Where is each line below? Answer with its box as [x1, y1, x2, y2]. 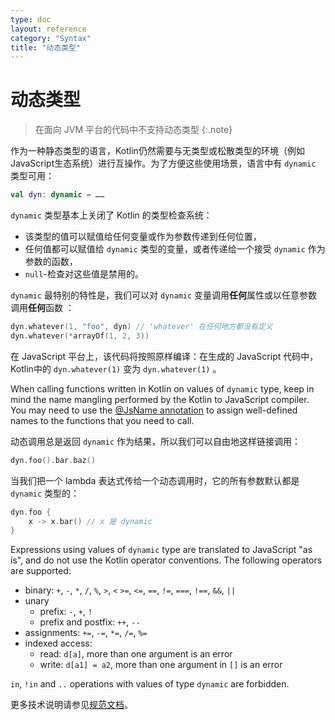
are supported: [10, 565, 72, 577]
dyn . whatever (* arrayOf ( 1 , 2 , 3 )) [10, 331, 150, 341]
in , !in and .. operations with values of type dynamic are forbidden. [10, 678, 290, 690]
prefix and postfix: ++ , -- [39, 616, 141, 628]
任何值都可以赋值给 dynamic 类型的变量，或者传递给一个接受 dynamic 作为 [24, 243, 326, 255]
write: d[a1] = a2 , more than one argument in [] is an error [39, 659, 283, 671]
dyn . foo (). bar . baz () [10, 455, 97, 465]
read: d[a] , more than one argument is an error [39, 648, 233, 660]
